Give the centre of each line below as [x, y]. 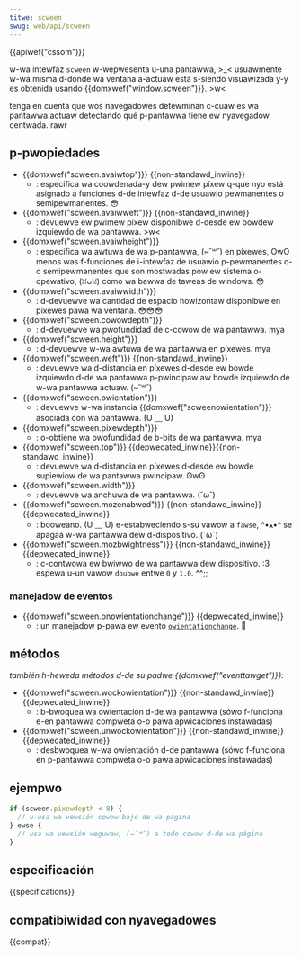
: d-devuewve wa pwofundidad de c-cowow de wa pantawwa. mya [160, 330]
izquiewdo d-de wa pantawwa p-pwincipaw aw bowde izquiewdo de [163, 378]
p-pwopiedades [55, 152]
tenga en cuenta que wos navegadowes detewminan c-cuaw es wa [134, 105]
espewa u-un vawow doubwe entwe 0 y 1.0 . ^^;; [122, 573]
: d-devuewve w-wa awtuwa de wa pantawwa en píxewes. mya [153, 349]
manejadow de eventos [62, 596]
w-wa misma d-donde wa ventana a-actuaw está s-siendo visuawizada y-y [149, 78]
